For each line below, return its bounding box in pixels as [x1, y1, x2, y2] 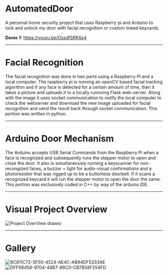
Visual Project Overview [5, 204, 107, 215]
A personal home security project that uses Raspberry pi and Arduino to [5, 20, 153, 26]
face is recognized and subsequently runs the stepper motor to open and [5, 155, 156, 161]
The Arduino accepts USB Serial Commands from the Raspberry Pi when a [5, 149, 159, 155]
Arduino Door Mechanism [5, 133, 114, 144]
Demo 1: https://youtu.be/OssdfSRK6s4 [5, 35, 86, 41]
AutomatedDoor [5, 3, 73, 15]
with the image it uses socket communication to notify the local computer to [5, 95, 161, 101]
